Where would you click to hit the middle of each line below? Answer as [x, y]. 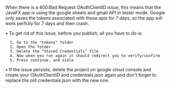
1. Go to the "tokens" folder [42, 42]
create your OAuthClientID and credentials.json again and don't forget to [81, 75]
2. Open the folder [30, 47]
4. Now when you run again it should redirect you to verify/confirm [85, 56]
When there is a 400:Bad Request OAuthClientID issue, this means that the [83, 7]
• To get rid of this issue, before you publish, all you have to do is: [74, 33]
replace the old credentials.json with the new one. [57, 80]
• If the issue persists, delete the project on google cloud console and [78, 70]
